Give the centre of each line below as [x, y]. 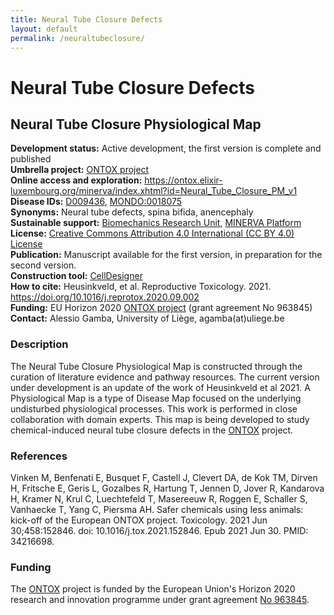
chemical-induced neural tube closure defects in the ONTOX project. [152, 430]
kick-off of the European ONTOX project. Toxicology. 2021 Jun [139, 520]
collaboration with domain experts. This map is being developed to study [160, 419]
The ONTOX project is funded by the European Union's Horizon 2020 [153, 589]
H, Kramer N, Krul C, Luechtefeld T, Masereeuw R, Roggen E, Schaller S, [159, 498]
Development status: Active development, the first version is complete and [166, 148]
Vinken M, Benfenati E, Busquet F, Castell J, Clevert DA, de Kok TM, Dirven [164, 477]
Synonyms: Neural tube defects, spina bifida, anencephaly [132, 212]
